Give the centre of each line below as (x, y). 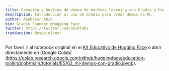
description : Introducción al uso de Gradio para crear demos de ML (78, 14)
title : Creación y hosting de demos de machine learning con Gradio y (81, 10)
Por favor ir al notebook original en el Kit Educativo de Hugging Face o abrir (83, 47)
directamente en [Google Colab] (38, 52)
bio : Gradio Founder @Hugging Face (43, 24)
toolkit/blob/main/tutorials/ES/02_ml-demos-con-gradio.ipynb (69, 63)
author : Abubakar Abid (29, 19)
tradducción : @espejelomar (33, 33)
